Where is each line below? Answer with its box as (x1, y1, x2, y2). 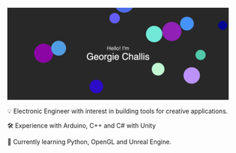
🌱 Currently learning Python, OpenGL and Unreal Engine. (7, 138, 172, 146)
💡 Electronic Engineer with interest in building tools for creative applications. (7, 107, 228, 115)
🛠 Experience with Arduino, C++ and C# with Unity (7, 121, 156, 130)
